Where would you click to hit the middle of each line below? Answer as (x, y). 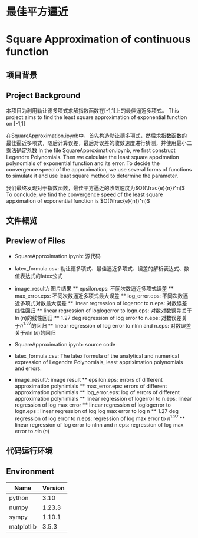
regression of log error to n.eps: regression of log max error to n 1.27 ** (100, 418)
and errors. (28, 368)
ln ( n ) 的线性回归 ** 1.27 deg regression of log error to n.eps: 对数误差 (98, 318)
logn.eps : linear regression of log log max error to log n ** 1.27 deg (96, 411)
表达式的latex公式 (41, 276)
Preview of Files (36, 241)
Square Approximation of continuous (98, 39)
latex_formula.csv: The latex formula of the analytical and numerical (97, 356)
